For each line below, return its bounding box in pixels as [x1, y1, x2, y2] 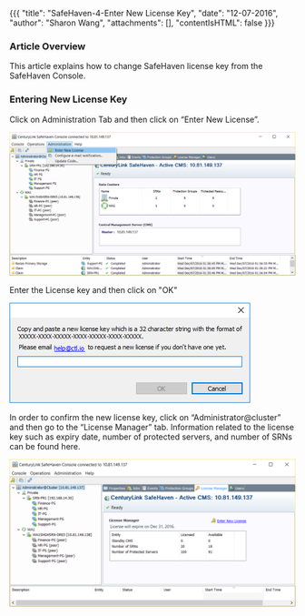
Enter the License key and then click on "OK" [9, 285, 178, 296]
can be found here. [9, 441, 81, 452]
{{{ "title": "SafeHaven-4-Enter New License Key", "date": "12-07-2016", [9, 8, 279, 18]
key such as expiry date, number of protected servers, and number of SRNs [9, 431, 293, 442]
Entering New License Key [9, 93, 128, 106]
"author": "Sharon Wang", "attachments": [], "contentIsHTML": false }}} [9, 17, 275, 28]
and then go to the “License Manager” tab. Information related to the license [9, 422, 295, 433]
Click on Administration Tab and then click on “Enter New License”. [9, 114, 260, 125]
